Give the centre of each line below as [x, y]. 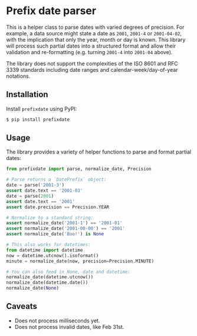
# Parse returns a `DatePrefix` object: [57, 180]
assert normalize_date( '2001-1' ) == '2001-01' [64, 223]
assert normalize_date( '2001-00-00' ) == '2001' [66, 229]
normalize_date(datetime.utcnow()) [50, 277]
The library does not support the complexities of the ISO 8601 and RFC [92, 64]
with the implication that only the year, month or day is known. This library [96, 39]
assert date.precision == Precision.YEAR [58, 207]
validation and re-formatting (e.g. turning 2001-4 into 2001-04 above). [89, 52]
